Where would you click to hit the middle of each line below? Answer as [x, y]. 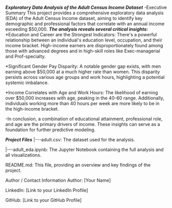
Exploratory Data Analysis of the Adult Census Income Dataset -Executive [86, 7]
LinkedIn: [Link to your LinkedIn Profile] [47, 190]
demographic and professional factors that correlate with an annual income [85, 24]
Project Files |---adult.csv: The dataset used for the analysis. [70, 140]
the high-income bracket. [32, 109]
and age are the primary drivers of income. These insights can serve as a [83, 124]
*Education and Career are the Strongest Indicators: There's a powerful [81, 35]
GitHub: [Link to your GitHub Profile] [44, 200]
